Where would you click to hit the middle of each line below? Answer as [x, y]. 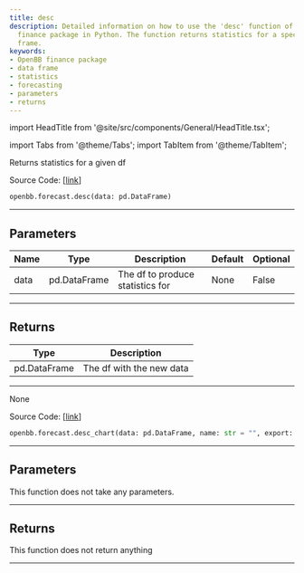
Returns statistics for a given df [68, 163]
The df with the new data [136, 368]
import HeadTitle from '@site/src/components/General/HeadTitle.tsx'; [140, 128]
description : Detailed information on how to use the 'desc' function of [152, 26]
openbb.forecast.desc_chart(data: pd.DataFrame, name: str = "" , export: [152, 433]
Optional [271, 259]
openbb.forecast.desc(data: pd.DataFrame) [90, 197]
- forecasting [36, 85]
